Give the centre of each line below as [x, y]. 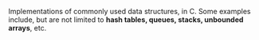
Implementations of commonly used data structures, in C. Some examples [129, 11]
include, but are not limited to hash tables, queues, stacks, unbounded [126, 20]
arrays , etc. [27, 28]
